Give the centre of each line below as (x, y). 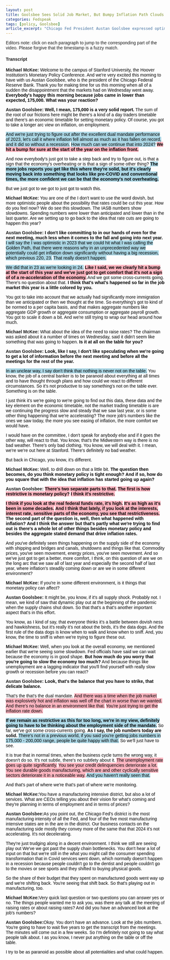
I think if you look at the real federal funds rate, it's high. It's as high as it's (83, 503)
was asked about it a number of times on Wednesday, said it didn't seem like (80, 337)
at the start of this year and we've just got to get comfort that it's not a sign (84, 273)
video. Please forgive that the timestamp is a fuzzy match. (62, 48)
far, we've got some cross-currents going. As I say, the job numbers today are (84, 731)
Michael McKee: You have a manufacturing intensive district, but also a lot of (80, 794)
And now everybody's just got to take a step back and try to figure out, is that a (82, 159)
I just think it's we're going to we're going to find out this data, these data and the (84, 401)
